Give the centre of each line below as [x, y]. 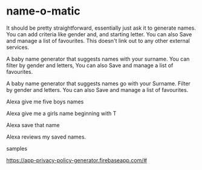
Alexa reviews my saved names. [46, 137]
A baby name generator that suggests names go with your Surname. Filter [98, 83]
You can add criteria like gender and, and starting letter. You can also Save [99, 34]
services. [18, 47]
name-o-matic [43, 11]
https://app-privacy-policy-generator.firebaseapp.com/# [77, 160]
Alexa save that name [33, 125]
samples [17, 148]
